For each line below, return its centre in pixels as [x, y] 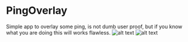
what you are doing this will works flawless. [58, 32]
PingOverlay [37, 11]
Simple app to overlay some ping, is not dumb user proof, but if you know [94, 26]
